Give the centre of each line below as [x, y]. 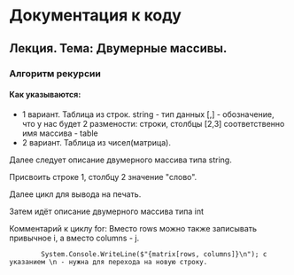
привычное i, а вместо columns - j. [74, 238]
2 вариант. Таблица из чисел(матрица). [96, 142]
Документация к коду [95, 16]
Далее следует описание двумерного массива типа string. [120, 160]
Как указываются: [45, 95]
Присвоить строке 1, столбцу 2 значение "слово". [103, 177]
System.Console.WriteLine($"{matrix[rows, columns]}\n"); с [154, 254]
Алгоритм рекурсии [55, 74]
